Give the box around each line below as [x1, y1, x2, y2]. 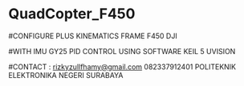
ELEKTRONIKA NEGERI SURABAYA [8, 70, 124, 80]
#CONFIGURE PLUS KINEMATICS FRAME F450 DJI [8, 31, 178, 41]
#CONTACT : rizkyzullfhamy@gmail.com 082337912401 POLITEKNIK [8, 61, 237, 72]
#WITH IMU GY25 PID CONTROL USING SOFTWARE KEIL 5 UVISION [8, 46, 236, 56]
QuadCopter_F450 [8, 5, 136, 23]
